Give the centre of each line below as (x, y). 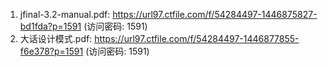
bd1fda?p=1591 (50, 26)
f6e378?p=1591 (51, 51)
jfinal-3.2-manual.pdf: (65, 14)
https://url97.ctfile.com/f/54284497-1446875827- (215, 14)
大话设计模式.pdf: (56, 38)
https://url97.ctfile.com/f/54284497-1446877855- (197, 38)
